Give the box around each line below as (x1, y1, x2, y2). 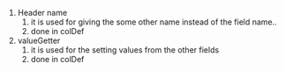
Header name (17, 8, 68, 18)
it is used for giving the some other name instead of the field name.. (30, 17, 278, 27)
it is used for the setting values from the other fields (30, 45, 220, 55)
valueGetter (17, 35, 61, 46)
